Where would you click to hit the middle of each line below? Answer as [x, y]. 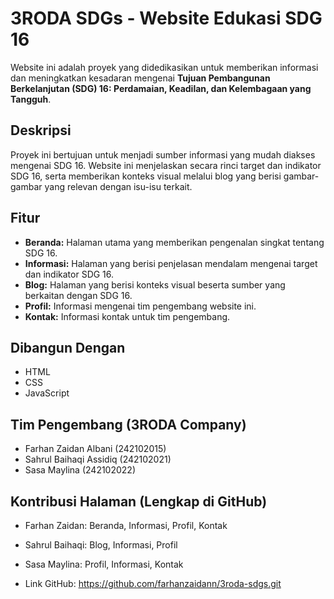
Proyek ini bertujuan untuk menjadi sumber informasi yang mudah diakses [163, 154]
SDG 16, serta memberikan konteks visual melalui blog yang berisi [146, 176]
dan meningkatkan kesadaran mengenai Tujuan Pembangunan [140, 78]
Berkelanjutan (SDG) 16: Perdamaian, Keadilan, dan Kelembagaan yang [161, 88]
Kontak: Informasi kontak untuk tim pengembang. [127, 316]
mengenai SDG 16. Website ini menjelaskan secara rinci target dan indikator [166, 165]
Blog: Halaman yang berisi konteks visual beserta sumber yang [155, 284]
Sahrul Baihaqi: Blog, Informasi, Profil [101, 545]
